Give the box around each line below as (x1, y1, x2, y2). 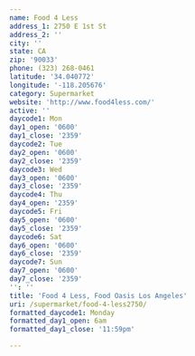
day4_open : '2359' (9, 198, 79, 208)
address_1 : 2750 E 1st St (9, 22, 107, 31)
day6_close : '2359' (9, 249, 83, 258)
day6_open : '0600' (9, 241, 79, 250)
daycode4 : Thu (9, 190, 63, 199)
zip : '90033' (9, 55, 59, 64)
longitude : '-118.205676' (9, 81, 107, 90)
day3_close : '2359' (9, 182, 83, 191)
